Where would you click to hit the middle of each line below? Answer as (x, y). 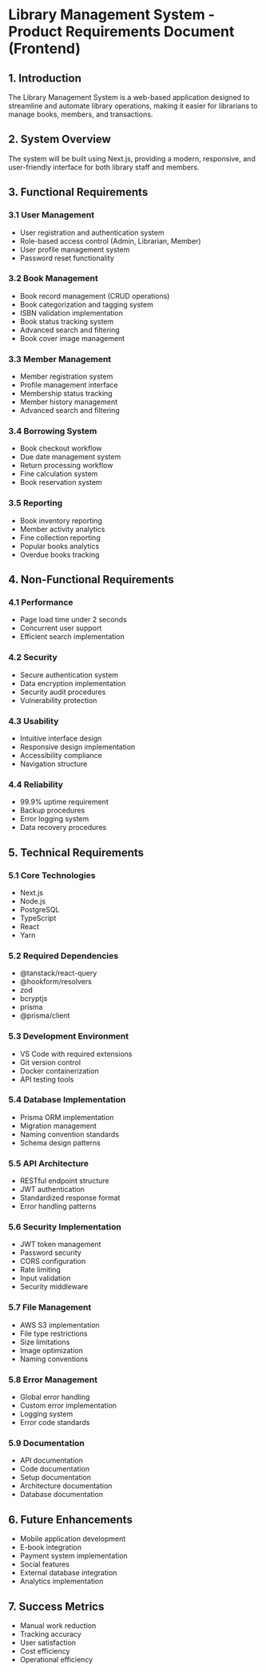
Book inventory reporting (61, 520)
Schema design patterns (60, 1142)
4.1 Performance (41, 602)
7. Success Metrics (56, 1606)
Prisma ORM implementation (67, 1117)
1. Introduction (45, 78)
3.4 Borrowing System (53, 431)
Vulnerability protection (58, 700)
